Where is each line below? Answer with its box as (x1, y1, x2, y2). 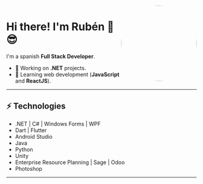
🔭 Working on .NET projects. (14, 64, 86, 71)
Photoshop (14, 165, 42, 172)
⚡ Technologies (6, 101, 66, 112)
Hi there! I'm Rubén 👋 (6, 20, 115, 34)
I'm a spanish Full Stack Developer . (6, 52, 95, 60)
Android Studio (14, 133, 53, 140)
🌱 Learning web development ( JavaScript (14, 71, 120, 78)
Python (14, 145, 33, 153)
